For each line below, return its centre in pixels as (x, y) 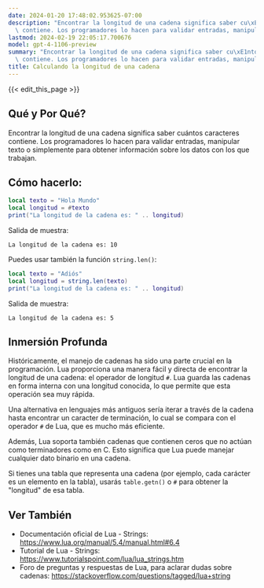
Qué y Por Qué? (47, 114)
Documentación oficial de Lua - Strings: (84, 534)
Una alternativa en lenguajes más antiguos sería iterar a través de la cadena (131, 409)
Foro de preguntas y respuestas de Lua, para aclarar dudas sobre (126, 568)
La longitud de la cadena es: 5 (61, 318)
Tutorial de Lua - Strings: (60, 551)
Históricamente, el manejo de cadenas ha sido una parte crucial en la (120, 361)
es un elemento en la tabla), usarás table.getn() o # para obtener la (118, 482)
